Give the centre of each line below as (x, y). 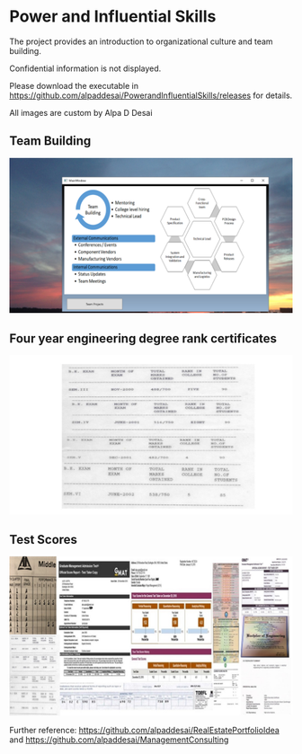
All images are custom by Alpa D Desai (81, 112)
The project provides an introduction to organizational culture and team (141, 41)
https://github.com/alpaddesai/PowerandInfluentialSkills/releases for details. (151, 95)
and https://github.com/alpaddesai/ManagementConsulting (119, 740)
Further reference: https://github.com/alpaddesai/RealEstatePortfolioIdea (145, 730)
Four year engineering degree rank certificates (143, 338)
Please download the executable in (74, 85)
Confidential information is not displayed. (85, 68)
